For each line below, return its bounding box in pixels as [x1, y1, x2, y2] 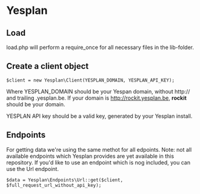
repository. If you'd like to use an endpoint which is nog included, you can [6, 158, 191, 166]
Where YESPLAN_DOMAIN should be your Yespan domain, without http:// [6, 88, 190, 95]
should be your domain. [6, 100, 65, 108]
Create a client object [6, 61, 89, 71]
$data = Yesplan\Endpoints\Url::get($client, [6, 176, 123, 183]
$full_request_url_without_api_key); [6, 182, 102, 188]
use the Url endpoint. [6, 165, 59, 172]
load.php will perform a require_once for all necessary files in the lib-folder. [6, 44, 194, 51]
